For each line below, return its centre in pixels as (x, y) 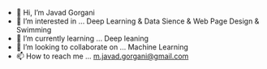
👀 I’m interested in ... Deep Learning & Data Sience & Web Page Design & (138, 21)
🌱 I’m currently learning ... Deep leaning (82, 38)
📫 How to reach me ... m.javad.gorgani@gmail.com (102, 56)
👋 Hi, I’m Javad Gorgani (55, 13)
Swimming (34, 30)
